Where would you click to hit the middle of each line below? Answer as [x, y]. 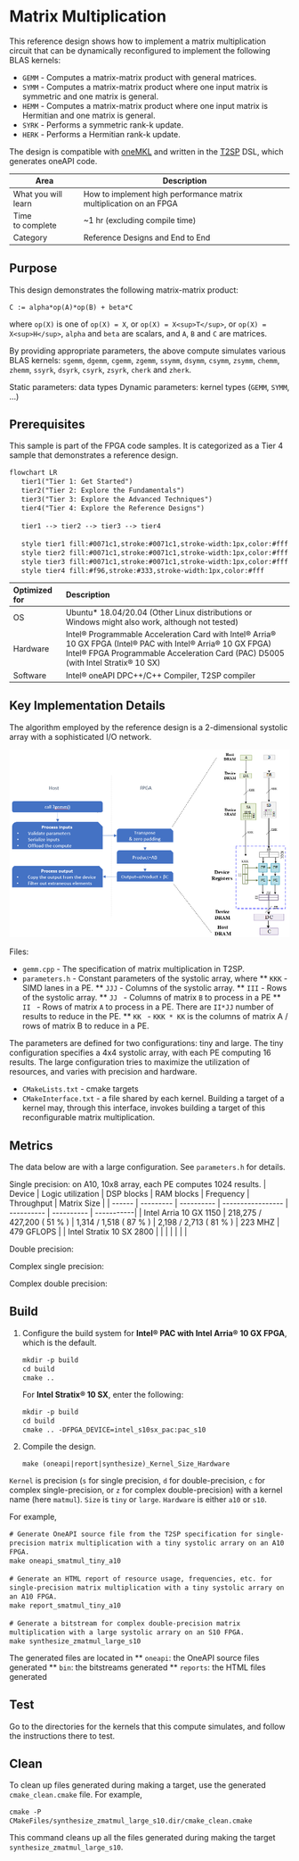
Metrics [31, 1146]
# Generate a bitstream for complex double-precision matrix [125, 1623]
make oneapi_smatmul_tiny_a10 [65, 1561]
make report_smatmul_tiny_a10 [65, 1605]
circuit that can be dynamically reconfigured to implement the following [140, 50]
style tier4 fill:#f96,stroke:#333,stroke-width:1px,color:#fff [143, 571]
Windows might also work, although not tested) [152, 622]
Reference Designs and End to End [147, 237]
